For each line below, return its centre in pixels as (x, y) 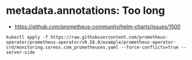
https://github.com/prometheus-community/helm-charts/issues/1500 (97, 27)
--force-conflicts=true (150, 47)
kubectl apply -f (27, 37)
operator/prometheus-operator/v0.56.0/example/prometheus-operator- (91, 42)
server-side (20, 52)
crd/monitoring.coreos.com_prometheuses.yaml (62, 47)
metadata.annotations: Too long (85, 11)
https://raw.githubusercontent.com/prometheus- (109, 37)
